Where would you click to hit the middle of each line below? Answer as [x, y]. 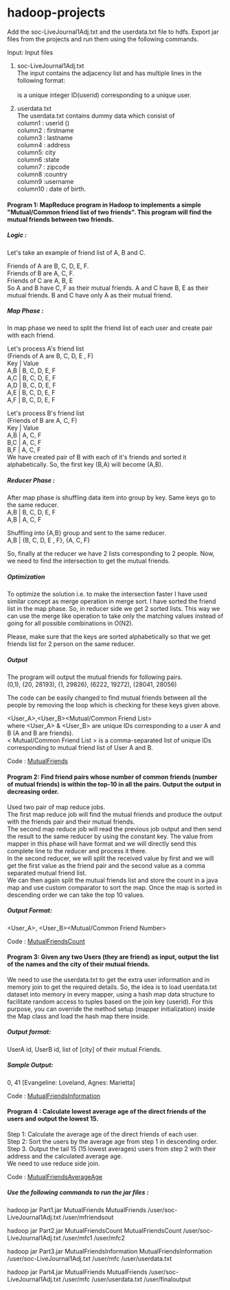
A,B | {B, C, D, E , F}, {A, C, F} [49, 540]
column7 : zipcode [43, 167]
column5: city [36, 152]
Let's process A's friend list [46, 348]
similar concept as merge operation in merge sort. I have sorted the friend [112, 601]
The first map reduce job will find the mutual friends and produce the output [115, 814]
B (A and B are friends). [41, 733]
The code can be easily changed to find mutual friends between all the [107, 698]
